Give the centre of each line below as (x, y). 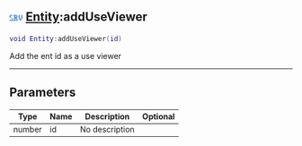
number (27, 130)
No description (107, 130)
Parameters (43, 93)
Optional (159, 116)
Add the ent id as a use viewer (66, 56)
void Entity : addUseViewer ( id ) (66, 39)
